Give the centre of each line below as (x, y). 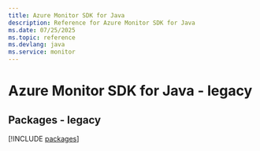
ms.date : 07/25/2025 (42, 30)
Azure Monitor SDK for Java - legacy (130, 91)
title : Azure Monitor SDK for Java (67, 15)
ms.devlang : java (37, 45)
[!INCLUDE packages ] (44, 139)
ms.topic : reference (42, 37)
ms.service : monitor (42, 52)
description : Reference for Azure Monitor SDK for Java (102, 23)
